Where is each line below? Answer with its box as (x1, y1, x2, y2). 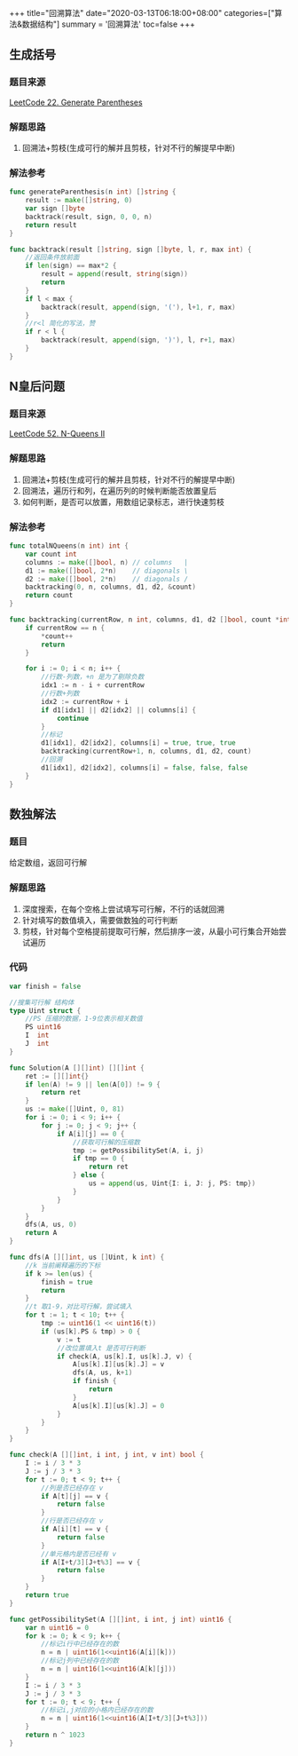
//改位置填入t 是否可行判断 (56, 1343, 146, 1352)
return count (25, 591, 74, 600)
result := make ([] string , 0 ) (25, 196, 133, 205)
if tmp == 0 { (72, 1154, 125, 1163)
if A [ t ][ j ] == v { (41, 1491, 109, 1500)
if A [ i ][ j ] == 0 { (56, 1129, 125, 1138)
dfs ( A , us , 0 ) (25, 1220, 77, 1230)
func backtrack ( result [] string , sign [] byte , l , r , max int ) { (9, 245, 252, 254)
